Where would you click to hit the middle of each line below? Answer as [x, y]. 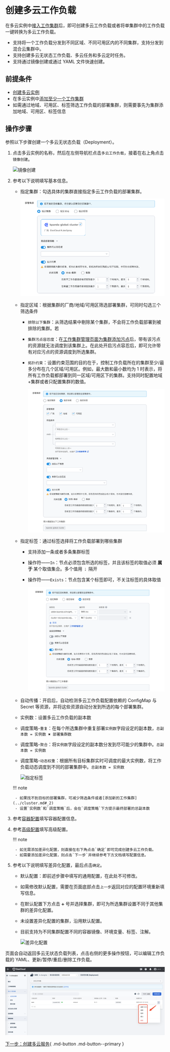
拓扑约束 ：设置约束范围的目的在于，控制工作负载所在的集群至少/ [94, 362]
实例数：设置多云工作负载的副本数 [56, 717]
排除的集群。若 [43, 329]
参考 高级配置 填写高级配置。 [41, 829]
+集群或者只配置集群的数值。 [58, 382]
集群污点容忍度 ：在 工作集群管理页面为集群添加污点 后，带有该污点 [94, 339]
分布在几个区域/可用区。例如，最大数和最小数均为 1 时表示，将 [97, 369]
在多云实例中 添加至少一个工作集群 [48, 98]
